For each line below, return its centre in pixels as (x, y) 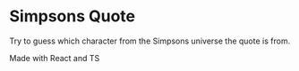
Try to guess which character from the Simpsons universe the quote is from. (150, 41)
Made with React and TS (55, 58)
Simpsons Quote (73, 16)
